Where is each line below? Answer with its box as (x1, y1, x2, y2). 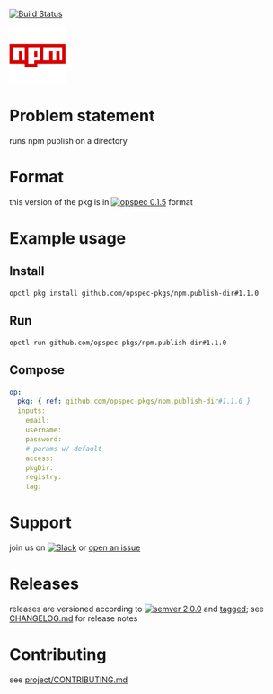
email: (25, 416, 50, 425)
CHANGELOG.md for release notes (9, 613, 138, 624)
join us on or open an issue (9, 542, 141, 553)
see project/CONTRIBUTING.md (9, 674, 128, 685)
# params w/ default (25, 444, 102, 453)
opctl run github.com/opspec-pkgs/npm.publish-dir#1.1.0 (9, 338, 227, 347)
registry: (25, 473, 63, 482)
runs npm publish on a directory (9, 135, 128, 146)
